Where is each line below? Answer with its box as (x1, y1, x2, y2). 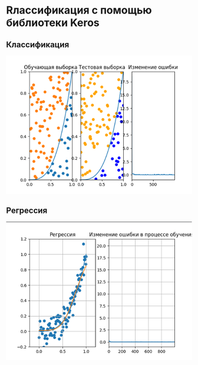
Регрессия (6, 206, 48, 216)
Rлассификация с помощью (6, 4, 152, 17)
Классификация (6, 40, 70, 50)
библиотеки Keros (6, 16, 100, 29)
